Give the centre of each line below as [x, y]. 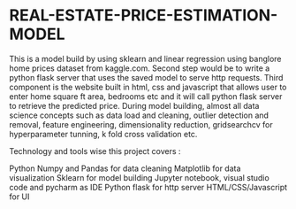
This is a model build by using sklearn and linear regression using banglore [145, 58]
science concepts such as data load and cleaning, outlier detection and [139, 115]
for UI [19, 197]
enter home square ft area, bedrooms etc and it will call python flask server [146, 96]
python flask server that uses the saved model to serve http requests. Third [146, 77]
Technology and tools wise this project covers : [95, 151]
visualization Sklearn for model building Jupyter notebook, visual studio [139, 177]
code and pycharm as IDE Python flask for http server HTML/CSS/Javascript [148, 187]
